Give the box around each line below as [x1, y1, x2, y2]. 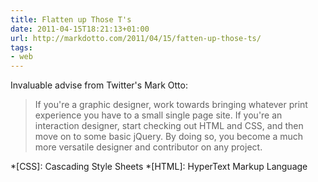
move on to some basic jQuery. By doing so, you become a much [34, 131, 304, 143]
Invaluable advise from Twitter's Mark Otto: [10, 79, 188, 91]
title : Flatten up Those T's [10, 14, 132, 25]
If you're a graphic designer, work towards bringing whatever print [34, 99, 308, 111]
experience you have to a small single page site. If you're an [34, 109, 283, 121]
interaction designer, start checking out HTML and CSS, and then [34, 120, 304, 132]
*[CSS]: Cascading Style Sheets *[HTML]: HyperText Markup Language [10, 161, 308, 173]
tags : [10, 42, 33, 53]
